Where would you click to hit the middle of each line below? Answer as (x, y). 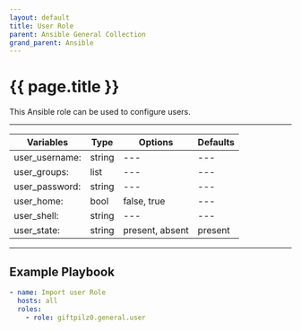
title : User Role (42, 26)
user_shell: (36, 216)
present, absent (156, 231)
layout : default (39, 17)
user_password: (47, 187)
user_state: (37, 231)
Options (156, 143)
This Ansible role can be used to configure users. (100, 112)
